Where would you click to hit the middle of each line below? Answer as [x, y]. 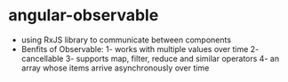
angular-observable [84, 15]
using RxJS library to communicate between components [126, 40]
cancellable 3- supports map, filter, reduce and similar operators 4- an [150, 58]
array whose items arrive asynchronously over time [115, 68]
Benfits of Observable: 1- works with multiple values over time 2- [140, 48]
